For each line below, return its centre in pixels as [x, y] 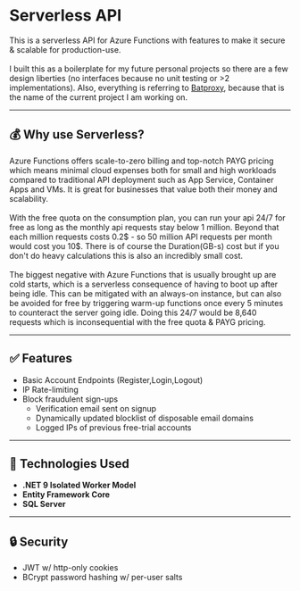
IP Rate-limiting [50, 389]
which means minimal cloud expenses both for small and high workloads [143, 170]
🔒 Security [39, 541]
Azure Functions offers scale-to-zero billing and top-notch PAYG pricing [142, 161]
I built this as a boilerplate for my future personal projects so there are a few [149, 69]
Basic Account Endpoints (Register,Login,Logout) [112, 379]
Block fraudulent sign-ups [70, 399]
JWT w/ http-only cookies [70, 568]
